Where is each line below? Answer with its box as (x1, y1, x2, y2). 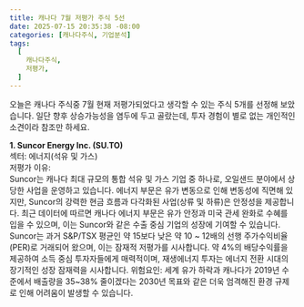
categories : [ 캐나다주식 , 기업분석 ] (9, 30, 132, 39)
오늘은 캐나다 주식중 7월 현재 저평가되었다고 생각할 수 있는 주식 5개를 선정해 (9, 98, 279, 109)
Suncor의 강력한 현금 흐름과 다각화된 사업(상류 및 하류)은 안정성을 (28, 196, 263, 207)
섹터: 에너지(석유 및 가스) (9, 150, 98, 161)
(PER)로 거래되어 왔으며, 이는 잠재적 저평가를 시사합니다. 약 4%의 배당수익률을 (9, 241, 289, 252)
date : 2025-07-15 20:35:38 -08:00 (9, 22, 141, 31)
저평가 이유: (9, 161, 52, 173)
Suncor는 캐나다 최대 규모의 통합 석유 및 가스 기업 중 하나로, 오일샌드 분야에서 (9, 173, 286, 184)
